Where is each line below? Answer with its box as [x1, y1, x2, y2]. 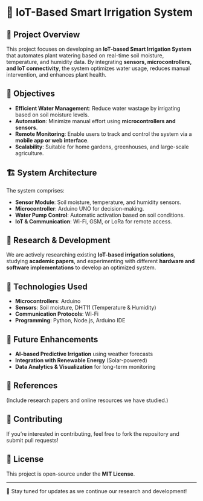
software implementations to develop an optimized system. [6, 264, 156, 271]
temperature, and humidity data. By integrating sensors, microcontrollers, [6, 59, 192, 65]
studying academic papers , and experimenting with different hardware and [6, 258, 195, 265]
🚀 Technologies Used [6, 281, 88, 292]
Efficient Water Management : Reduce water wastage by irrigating [14, 104, 181, 112]
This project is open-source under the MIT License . [6, 470, 135, 477]
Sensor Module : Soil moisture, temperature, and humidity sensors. [14, 199, 181, 206]
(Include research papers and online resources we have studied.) [6, 397, 169, 404]
